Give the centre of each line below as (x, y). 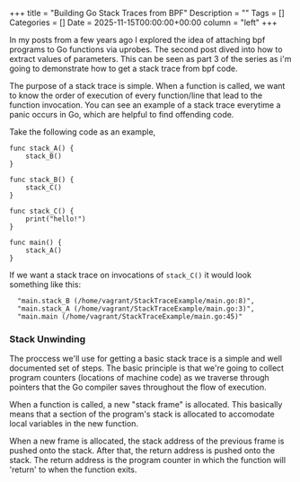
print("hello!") (56, 219)
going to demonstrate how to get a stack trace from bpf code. (124, 68)
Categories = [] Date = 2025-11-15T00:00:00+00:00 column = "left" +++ (144, 22)
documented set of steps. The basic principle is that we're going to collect (147, 368)
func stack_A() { (42, 148)
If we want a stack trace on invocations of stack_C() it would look (130, 275)
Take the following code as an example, (83, 132)
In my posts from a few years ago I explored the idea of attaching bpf (137, 40)
